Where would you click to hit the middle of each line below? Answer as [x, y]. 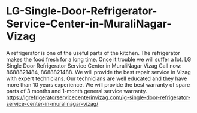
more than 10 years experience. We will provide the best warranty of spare [98, 84]
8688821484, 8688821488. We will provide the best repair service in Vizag [99, 72]
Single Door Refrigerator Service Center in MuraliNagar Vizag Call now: [94, 65]
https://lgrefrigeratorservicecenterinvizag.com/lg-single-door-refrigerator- [98, 97]
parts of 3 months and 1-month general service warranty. [77, 91]
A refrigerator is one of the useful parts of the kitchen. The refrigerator [93, 53]
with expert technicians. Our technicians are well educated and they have [97, 78]
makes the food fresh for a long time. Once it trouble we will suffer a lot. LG [99, 59]
